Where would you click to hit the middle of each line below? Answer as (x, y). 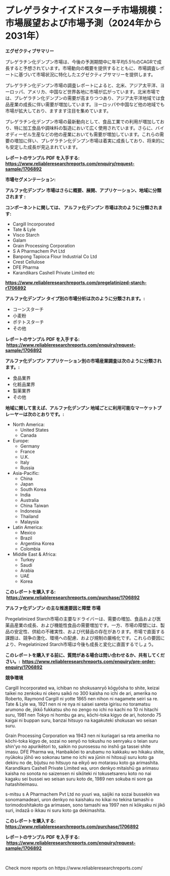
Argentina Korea (37, 543)
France (28, 451)
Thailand (29, 516)
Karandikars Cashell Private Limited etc (54, 272)
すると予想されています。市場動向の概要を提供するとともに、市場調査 (82, 68)
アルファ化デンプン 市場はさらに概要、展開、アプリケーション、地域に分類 (83, 190)
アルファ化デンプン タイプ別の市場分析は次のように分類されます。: (75, 298)
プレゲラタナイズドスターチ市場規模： (85, 10)
